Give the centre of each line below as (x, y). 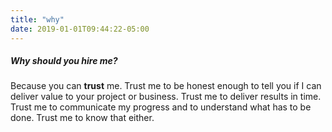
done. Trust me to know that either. (82, 118)
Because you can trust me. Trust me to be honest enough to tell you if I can (166, 86)
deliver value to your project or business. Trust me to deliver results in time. (166, 97)
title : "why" (37, 19)
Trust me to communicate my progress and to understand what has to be (161, 107)
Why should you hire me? (64, 61)
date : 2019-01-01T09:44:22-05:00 (80, 29)
